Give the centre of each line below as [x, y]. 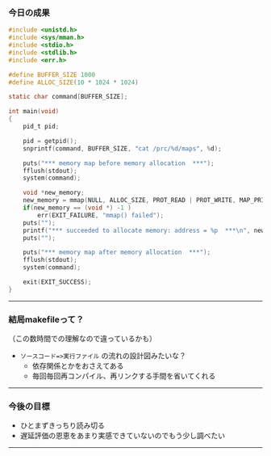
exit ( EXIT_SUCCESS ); [57, 282]
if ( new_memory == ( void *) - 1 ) [77, 208]
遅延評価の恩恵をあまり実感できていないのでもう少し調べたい [123, 436]
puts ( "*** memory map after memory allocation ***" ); [117, 252]
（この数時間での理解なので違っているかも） [83, 339]
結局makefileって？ [46, 319]
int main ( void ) [34, 112]
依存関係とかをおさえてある [78, 366]
